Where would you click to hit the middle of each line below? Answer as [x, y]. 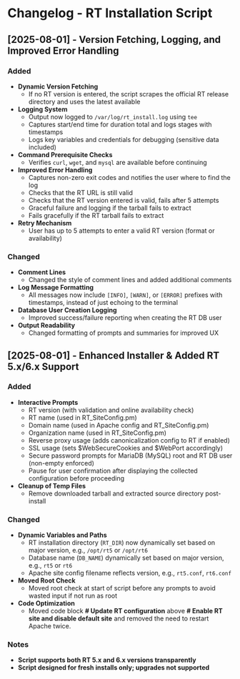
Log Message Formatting [56, 288]
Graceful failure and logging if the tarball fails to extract [110, 208]
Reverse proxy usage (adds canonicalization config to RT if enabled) [129, 440]
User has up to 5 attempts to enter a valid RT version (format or [121, 231]
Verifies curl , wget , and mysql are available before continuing [117, 162]
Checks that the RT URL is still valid [81, 192]
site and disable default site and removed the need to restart [119, 618]
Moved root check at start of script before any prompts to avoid [122, 588]
